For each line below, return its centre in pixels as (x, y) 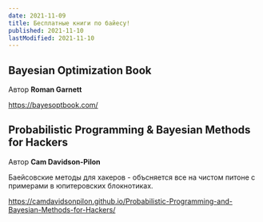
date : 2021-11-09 (37, 16)
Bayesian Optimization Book (80, 70)
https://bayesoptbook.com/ (53, 105)
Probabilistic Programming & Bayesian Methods (130, 130)
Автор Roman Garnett (45, 89)
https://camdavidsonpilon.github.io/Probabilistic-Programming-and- (121, 201)
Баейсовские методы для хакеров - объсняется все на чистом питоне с (132, 177)
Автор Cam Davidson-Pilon (55, 161)
